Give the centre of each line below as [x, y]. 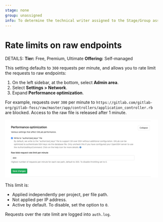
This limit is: [17, 185]
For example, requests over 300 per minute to [50, 102]
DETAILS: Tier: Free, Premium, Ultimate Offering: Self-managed [69, 59]
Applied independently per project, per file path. [60, 195]
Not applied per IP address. [39, 200]
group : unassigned [24, 15]
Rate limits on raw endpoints [64, 45]
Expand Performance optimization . [48, 93]
